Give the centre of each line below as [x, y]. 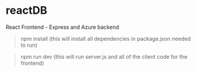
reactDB [27, 10]
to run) [29, 45]
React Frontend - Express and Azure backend [62, 27]
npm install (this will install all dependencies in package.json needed [105, 38]
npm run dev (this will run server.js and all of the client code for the [104, 56]
